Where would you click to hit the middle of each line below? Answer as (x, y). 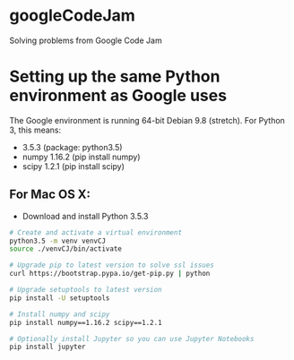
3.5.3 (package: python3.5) (72, 147)
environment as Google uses (118, 96)
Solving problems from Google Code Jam (86, 40)
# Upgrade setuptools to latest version (86, 290)
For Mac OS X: (50, 195)
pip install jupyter (48, 347)
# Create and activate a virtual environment (95, 232)
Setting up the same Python (115, 77)
